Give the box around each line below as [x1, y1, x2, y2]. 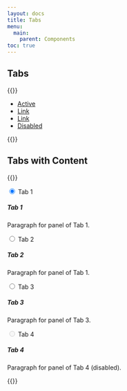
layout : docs [7, 10, 45, 17]
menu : [7, 23, 23, 30]
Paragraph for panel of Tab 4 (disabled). [7, 363, 122, 372]
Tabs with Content [7, 155, 88, 166]
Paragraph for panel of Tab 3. [7, 316, 91, 324]
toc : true [7, 42, 36, 49]
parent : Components [19, 36, 76, 43]
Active [17, 99, 36, 108]
